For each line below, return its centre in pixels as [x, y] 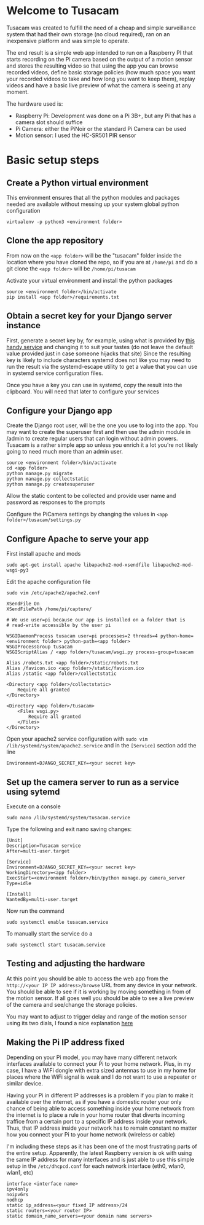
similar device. [25, 1083]
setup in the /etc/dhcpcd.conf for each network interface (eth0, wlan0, [96, 1166]
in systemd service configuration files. [55, 373]
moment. [18, 92]
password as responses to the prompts [56, 502]
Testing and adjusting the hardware [76, 963]
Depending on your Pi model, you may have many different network [92, 1057]
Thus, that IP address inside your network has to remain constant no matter [102, 1128]
